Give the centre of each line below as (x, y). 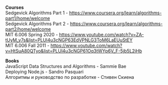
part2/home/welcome (28, 29)
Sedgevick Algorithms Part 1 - (37, 13)
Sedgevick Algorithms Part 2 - (37, 24)
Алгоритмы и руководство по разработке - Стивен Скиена (70, 77)
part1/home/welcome (28, 18)
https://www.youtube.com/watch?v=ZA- (101, 35)
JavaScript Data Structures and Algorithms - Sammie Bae (66, 66)
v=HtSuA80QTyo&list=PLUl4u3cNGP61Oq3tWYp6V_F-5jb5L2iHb (74, 51)
